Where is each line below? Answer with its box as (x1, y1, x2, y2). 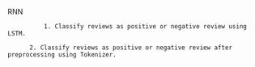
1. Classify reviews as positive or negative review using (43, 23, 248, 31)
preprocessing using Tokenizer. (7, 51, 117, 59)
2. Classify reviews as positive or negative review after (28, 44, 232, 52)
